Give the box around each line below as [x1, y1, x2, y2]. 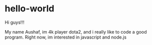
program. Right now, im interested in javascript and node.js [5, 34, 127, 40]
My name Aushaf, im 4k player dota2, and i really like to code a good [5, 29, 147, 35]
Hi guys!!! [5, 19, 25, 25]
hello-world [5, 3, 55, 14]
